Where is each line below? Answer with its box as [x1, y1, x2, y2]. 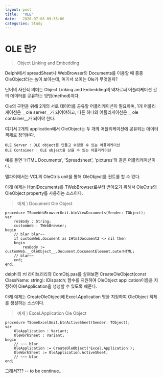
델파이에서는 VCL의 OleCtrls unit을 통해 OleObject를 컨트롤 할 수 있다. [5, 174, 141, 179]
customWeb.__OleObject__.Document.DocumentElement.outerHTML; [5, 249, 135, 254]
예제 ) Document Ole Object [17, 201, 73, 206]
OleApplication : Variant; [14, 329, 69, 334]
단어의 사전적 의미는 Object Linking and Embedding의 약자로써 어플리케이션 [5, 87, 152, 93]
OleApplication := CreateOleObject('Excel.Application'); [14, 346, 135, 351]
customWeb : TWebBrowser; [14, 224, 67, 228]
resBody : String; [14, 219, 51, 224]
